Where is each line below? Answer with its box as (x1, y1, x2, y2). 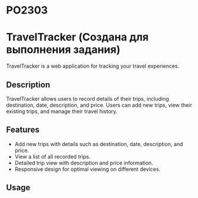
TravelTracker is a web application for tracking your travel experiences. (6, 62, 180, 70)
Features (6, 125, 40, 135)
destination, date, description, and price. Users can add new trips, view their (6, 101, 192, 108)
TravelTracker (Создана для (6, 31, 149, 44)
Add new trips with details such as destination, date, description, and (14, 140, 183, 147)
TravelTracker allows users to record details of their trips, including (6, 95, 170, 102)
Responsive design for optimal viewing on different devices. (14, 166, 161, 173)
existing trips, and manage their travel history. (6, 107, 118, 115)
